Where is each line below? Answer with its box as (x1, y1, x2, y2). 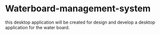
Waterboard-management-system (5, 3, 151, 14)
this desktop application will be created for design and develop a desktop (5, 19, 156, 25)
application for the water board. (5, 24, 70, 30)
